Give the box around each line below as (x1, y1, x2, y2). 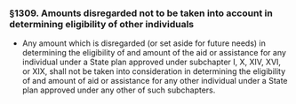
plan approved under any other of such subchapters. (21, 85, 216, 95)
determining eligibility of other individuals (9, 18, 195, 30)
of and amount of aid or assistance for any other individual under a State (21, 76, 288, 86)
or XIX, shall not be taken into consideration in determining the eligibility (21, 66, 286, 77)
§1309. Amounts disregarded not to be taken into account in (9, 7, 273, 19)
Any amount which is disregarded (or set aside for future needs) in (21, 38, 267, 48)
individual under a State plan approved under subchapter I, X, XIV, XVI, (21, 56, 282, 68)
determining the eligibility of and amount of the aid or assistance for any (21, 48, 287, 58)
